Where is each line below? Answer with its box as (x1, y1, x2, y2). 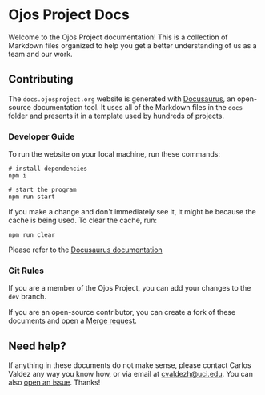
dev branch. (8, 291, 46, 302)
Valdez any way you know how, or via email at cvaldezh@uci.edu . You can (8, 369, 254, 379)
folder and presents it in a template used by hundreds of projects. (8, 111, 224, 120)
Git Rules (8, 265, 44, 276)
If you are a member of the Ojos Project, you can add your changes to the (8, 283, 251, 293)
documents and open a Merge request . (8, 316, 138, 326)
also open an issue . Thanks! (8, 377, 101, 387)
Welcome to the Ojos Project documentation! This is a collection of (8, 32, 228, 42)
